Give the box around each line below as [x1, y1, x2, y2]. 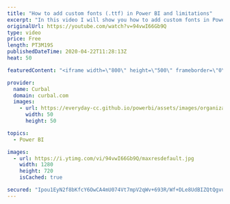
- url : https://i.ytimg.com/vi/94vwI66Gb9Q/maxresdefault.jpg [13, 155, 194, 162]
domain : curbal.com [13, 92, 69, 99]
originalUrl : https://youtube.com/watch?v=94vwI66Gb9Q [7, 23, 167, 29]
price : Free [7, 36, 41, 42]
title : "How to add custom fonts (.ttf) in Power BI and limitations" [7, 10, 213, 17]
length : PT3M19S [7, 42, 53, 49]
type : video [7, 29, 41, 36]
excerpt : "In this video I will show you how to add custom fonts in [7, 16, 210, 23]
